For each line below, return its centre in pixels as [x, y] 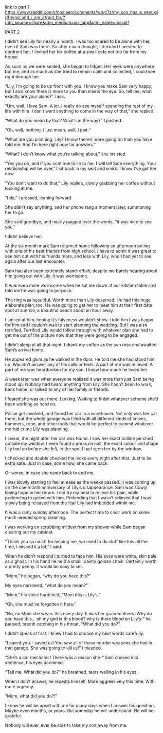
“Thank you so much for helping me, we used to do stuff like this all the [76, 541]
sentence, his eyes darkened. [35, 662]
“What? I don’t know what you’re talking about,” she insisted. [66, 154]
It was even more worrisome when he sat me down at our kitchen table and [81, 285]
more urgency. [20, 687]
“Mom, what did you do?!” [31, 696]
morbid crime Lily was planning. [37, 429]
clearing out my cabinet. [29, 532]
